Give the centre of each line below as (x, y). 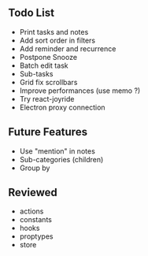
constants (36, 220)
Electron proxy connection (62, 107)
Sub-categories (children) (61, 159)
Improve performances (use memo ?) (80, 91)
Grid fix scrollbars (48, 82)
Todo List (31, 13)
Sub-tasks (36, 73)
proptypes (36, 236)
